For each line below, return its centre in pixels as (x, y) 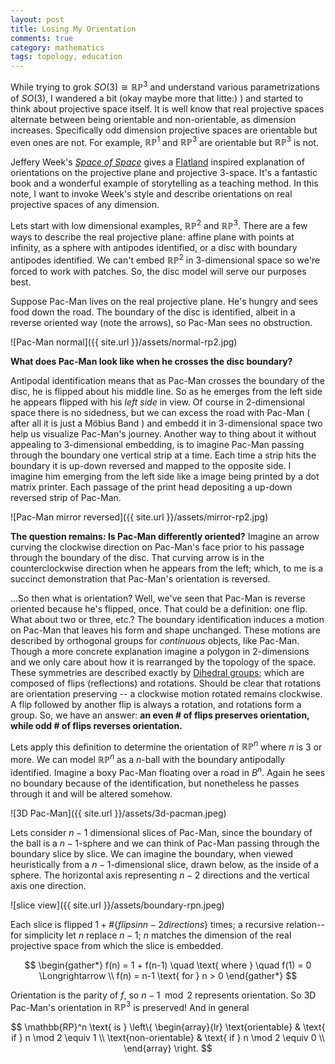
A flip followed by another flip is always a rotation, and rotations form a (156, 704)
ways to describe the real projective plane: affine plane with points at (152, 237)
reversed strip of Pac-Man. (66, 497)
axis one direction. (48, 885)
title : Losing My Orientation (73, 29)
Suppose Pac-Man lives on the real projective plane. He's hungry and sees (164, 301)
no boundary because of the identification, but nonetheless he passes (155, 783)
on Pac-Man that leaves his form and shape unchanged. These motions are (165, 630)
